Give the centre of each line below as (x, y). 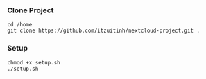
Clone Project (31, 10)
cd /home (20, 25)
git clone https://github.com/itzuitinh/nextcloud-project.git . (103, 31)
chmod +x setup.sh (34, 62)
